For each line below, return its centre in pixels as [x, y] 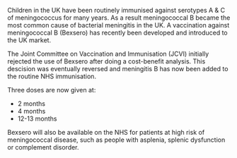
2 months [31, 104]
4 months [31, 111]
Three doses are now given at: [52, 90]
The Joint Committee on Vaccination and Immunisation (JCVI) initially [108, 54]
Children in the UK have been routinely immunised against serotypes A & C [116, 10]
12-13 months [37, 119]
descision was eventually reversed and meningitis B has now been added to [118, 69]
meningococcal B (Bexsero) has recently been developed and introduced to [117, 32]
